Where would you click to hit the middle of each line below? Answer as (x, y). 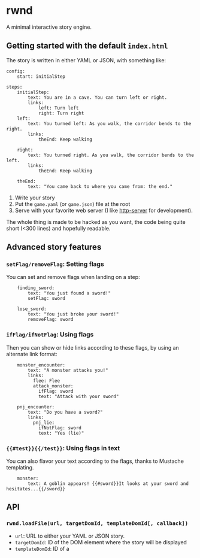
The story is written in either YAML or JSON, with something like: (86, 60)
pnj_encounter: (36, 407)
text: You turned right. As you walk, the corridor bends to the (111, 155)
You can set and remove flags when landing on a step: (73, 277)
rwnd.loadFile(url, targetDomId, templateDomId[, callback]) (97, 524)
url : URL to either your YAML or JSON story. (69, 536)
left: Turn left (58, 108)
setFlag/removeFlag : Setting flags (55, 264)
